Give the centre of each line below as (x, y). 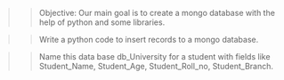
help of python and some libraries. (102, 22)
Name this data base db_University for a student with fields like (154, 56)
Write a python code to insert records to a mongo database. (149, 40)
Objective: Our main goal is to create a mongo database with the (157, 13)
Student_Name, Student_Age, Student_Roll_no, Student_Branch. (156, 66)
